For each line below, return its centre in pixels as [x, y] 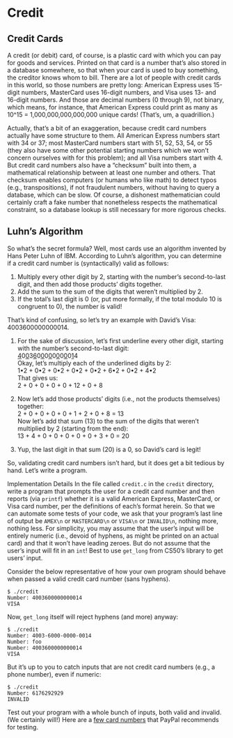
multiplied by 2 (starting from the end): [73, 428]
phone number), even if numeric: [54, 674]
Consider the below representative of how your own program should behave [116, 571]
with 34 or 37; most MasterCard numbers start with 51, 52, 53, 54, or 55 [110, 143]
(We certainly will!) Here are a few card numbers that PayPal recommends [113, 719]
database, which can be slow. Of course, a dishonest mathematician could [114, 195]
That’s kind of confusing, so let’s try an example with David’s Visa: [102, 319]
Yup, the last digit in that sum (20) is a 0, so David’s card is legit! [109, 449]
